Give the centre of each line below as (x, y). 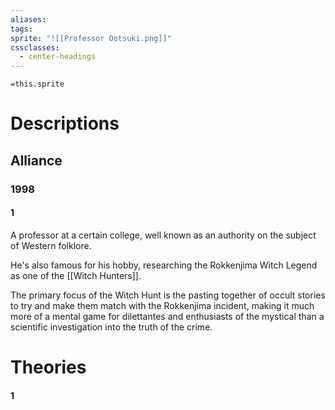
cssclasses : (35, 47)
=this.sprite (37, 84)
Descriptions (65, 123)
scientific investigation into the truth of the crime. (111, 327)
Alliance (36, 160)
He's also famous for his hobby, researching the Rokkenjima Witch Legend (164, 265)
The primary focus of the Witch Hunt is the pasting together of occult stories (168, 295)
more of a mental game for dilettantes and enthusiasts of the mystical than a (167, 316)
